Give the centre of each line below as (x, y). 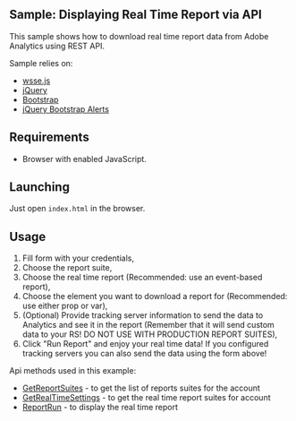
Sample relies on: (41, 63)
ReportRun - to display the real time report (100, 408)
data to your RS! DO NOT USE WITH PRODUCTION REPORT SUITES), (150, 334)
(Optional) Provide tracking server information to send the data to (143, 315)
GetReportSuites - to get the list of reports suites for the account (141, 388)
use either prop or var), (65, 306)
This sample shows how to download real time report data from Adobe (139, 36)
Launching (39, 187)
